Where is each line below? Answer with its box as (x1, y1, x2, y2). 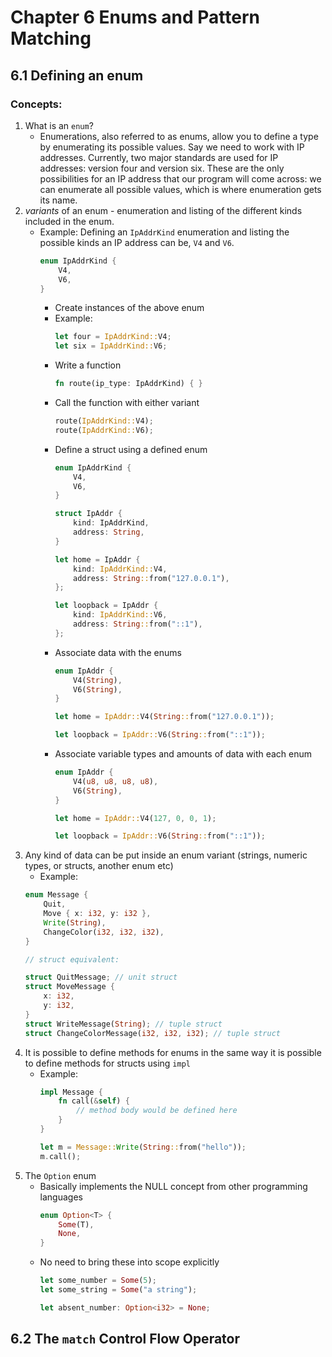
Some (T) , (58, 1219, 95, 1230)
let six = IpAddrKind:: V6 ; (54, 341, 168, 351)
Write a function (54, 359, 122, 371)
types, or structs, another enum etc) (24, 860, 174, 872)
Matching (10, 27, 92, 50)
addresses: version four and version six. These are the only (39, 162, 285, 174)
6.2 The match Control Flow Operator (10, 1331, 240, 1348)
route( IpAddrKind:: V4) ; (54, 416, 154, 426)
